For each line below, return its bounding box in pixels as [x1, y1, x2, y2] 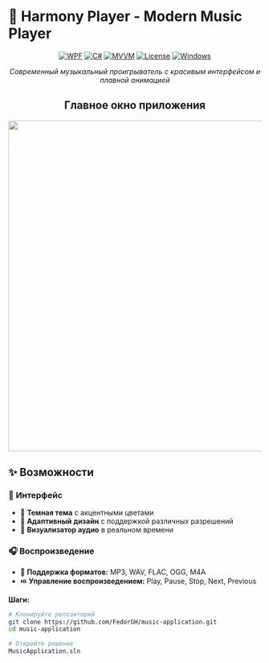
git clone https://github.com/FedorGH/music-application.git [8, 618, 218, 626]
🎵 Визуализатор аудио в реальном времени [19, 525, 174, 535]
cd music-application [8, 625, 81, 633]
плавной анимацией [100, 75, 170, 85]
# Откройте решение [8, 640, 74, 648]
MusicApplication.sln [8, 648, 81, 656]
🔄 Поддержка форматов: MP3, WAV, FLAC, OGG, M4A [19, 567, 206, 577]
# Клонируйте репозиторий [8, 610, 95, 619]
